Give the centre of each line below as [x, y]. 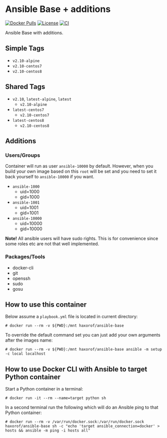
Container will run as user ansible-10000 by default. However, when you [79, 166]
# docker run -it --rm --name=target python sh [56, 398]
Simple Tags [25, 48]
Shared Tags [25, 87]
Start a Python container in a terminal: [44, 389]
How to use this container [46, 304]
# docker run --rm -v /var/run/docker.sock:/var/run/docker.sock [74, 422]
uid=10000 [31, 224]
